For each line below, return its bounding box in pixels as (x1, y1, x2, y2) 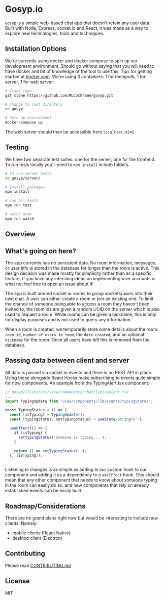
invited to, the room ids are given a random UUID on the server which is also (5, 306, 160, 312)
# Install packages (5, 184, 45, 190)
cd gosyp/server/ (5, 175, 41, 181)
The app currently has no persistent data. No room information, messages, (5, 260, 157, 266)
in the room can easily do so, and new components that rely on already (5, 482, 149, 488)
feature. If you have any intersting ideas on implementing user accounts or (5, 276, 156, 282)
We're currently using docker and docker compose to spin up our (5, 58, 138, 64)
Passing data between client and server (5, 356, 130, 365)
